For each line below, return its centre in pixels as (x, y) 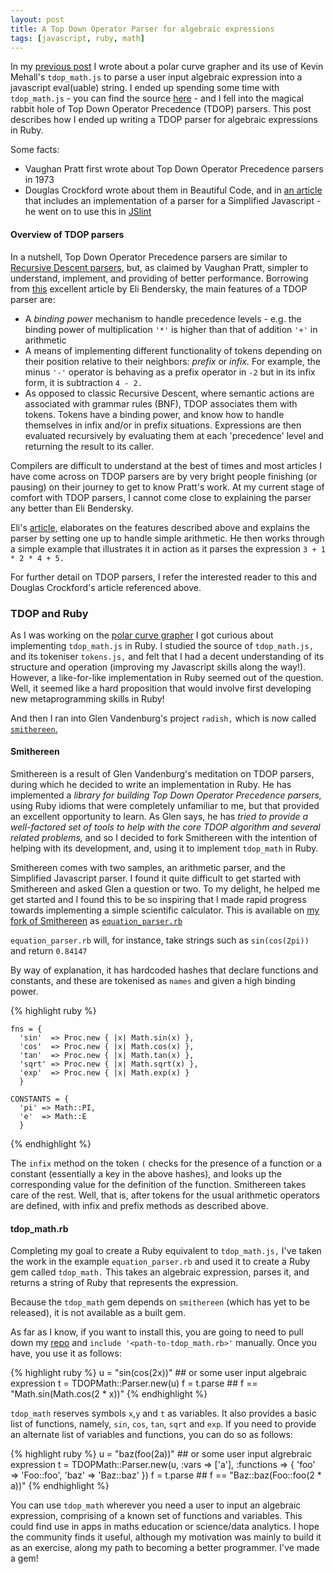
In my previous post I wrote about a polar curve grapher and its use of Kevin (167, 67)
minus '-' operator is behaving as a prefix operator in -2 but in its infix (170, 372)
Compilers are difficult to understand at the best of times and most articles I (166, 465)
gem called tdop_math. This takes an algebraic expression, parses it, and (160, 1272)
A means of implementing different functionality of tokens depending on (173, 350)
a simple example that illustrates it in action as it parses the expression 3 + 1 (168, 548)
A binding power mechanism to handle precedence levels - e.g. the (163, 318)
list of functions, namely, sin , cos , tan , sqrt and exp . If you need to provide (163, 1424)
